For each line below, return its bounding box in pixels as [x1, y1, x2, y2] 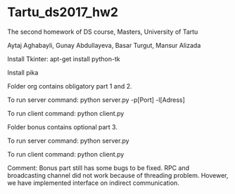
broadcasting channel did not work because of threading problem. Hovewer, [7, 171, 229, 179]
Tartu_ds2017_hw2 [7, 4, 118, 20]
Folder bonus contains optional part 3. [7, 122, 118, 131]
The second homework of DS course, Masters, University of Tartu [7, 27, 198, 36]
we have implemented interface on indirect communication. [7, 179, 179, 187]
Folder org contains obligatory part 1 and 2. [7, 82, 132, 90]
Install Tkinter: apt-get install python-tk [7, 54, 121, 63]
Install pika [7, 68, 39, 77]
